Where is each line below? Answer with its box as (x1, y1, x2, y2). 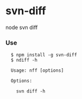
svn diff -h (16, 88, 45, 94)
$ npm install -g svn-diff (11, 52, 77, 58)
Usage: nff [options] (11, 68, 64, 74)
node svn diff (5, 24, 38, 31)
